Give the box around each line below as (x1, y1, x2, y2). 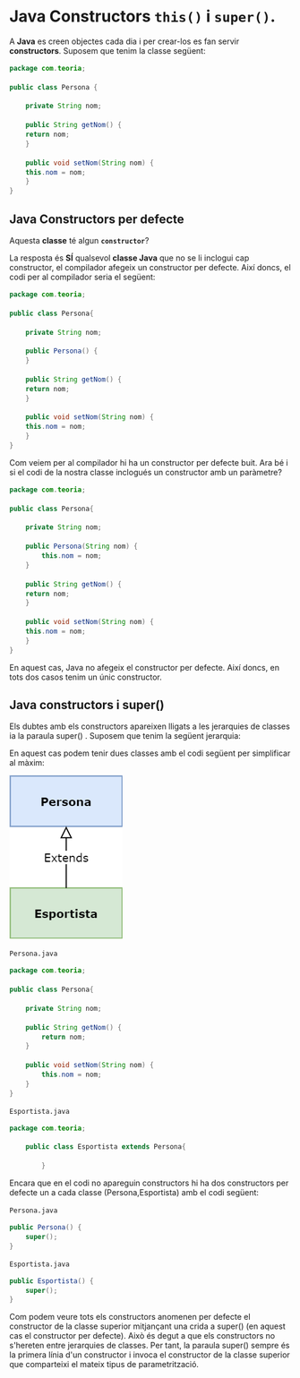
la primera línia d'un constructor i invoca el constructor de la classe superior (9, 1349, 291, 1360)
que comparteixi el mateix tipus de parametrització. (9, 1359, 200, 1370)
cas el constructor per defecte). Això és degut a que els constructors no (9, 1331, 276, 1341)
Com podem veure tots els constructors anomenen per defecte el (9, 1312, 251, 1322)
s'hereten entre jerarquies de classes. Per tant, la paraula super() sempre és (9, 1340, 290, 1351)
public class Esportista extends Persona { (25, 1143, 186, 1151)
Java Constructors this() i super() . (9, 6, 276, 27)
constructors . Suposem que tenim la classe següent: (9, 45, 206, 56)
